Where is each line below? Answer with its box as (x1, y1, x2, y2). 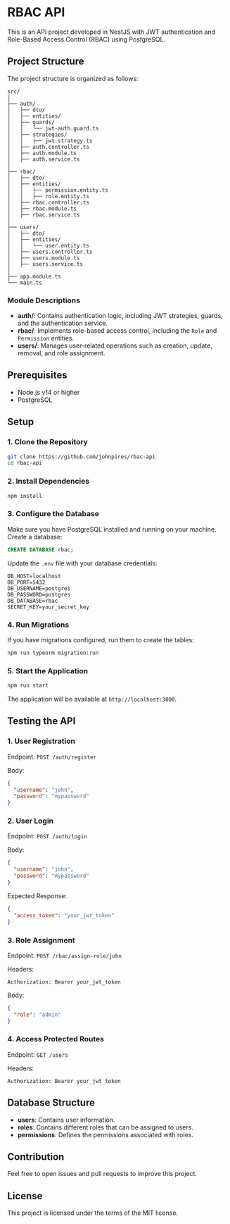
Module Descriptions (7, 295, 81, 305)
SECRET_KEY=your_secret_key (7, 604, 90, 611)
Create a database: (7, 532, 63, 541)
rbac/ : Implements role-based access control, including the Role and (17, 326, 217, 335)
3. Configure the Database (7, 509, 100, 519)
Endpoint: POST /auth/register (7, 752, 97, 761)
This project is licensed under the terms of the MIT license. (7, 1208, 178, 1217)
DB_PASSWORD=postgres (7, 591, 71, 598)
